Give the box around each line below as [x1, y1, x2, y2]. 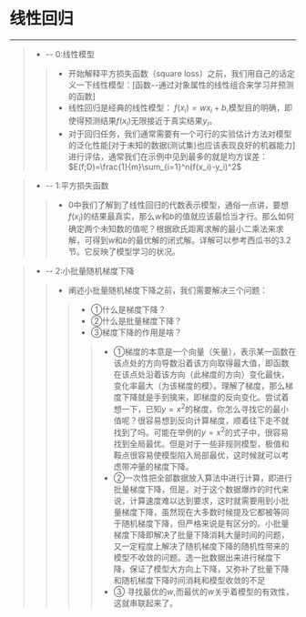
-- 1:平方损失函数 [45, 179, 109, 191]
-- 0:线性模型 [45, 48, 96, 59]
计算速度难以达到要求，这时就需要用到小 [128, 495, 281, 506]
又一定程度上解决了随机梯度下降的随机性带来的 [113, 541, 290, 551]
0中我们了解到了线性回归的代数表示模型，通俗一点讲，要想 [67, 199, 290, 210]
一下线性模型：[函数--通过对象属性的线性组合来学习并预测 [76, 79, 294, 90]
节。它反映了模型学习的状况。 [67, 247, 180, 258]
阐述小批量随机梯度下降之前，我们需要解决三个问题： [67, 285, 269, 296]
